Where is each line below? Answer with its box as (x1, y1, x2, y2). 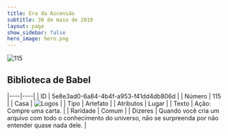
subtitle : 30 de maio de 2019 (7, 16, 94, 23)
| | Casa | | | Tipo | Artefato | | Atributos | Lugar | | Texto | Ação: (7, 99, 211, 107)
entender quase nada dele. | (7, 121, 87, 129)
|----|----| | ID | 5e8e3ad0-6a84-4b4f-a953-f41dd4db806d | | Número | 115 (7, 92, 221, 100)
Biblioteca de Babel (7, 74, 91, 85)
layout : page (7, 23, 45, 29)
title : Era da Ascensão (7, 10, 75, 17)
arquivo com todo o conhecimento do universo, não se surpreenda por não (7, 113, 219, 122)
